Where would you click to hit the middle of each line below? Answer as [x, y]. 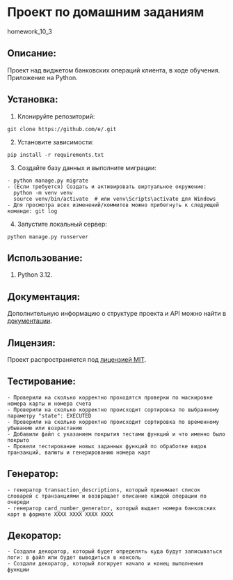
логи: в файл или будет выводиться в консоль [74, 558]
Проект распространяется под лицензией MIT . [77, 359]
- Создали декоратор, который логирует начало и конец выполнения [105, 564]
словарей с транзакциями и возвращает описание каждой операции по [107, 496]
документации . [30, 321]
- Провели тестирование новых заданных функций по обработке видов [107, 446]
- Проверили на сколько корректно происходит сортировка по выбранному [113, 410]
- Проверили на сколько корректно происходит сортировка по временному [113, 422]
